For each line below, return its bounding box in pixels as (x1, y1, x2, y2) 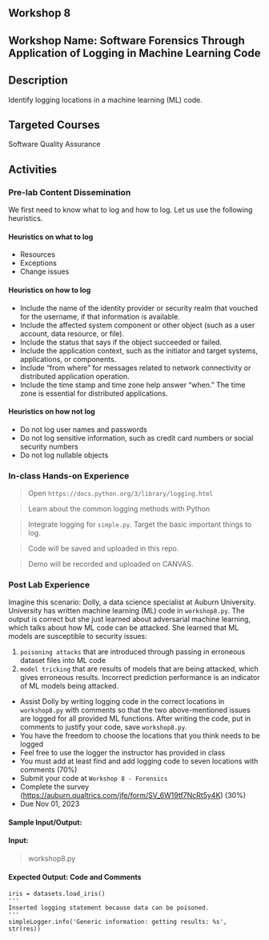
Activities (8, 162, 58, 176)
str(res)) (8, 925, 42, 934)
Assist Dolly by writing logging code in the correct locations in (19, 697, 225, 706)
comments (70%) (19, 765, 78, 775)
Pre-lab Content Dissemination (8, 186, 131, 197)
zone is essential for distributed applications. (19, 389, 168, 398)
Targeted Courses (8, 118, 100, 132)
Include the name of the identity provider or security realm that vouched (19, 303, 259, 312)
